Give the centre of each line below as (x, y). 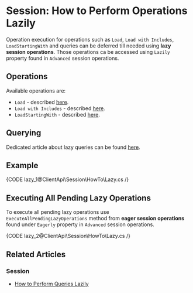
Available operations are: (36, 91)
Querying (24, 133)
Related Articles (36, 254)
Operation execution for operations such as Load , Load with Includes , (90, 39)
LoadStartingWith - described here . (57, 114)
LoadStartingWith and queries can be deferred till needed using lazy (89, 46)
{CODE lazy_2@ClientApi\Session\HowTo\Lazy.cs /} (68, 236)
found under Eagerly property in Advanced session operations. (80, 224)
